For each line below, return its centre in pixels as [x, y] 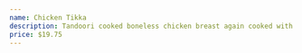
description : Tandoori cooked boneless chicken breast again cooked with [151, 26]
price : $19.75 [36, 34]
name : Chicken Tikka [48, 18]
